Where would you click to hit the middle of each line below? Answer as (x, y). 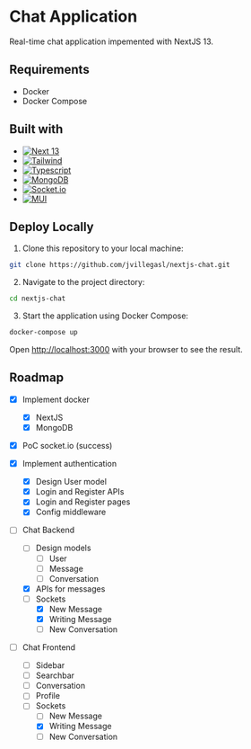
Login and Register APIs (80, 492)
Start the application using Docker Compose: (105, 316)
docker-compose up (43, 333)
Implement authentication (69, 464)
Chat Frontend (49, 647)
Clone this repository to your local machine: (103, 248)
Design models (63, 548)
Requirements (49, 70)
